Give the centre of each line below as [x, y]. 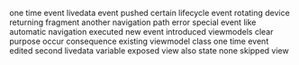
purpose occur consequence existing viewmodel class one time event [139, 41]
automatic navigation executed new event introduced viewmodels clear [141, 32]
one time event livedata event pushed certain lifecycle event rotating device [149, 13]
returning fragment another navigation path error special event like [133, 22]
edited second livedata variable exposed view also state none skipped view [149, 51]
